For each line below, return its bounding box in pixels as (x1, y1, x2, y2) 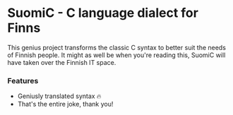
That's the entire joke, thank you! (17, 100, 114, 109)
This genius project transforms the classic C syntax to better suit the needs (7, 43, 226, 52)
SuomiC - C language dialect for (7, 5, 199, 21)
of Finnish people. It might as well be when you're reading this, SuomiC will (7, 51, 226, 59)
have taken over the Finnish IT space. (7, 58, 116, 66)
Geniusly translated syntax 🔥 (17, 92, 102, 100)
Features (7, 75, 39, 85)
